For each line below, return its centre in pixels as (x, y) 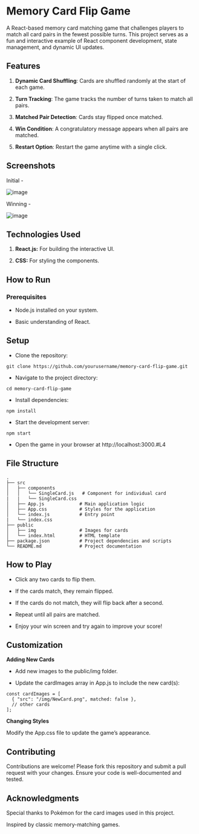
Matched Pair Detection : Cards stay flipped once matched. (89, 117)
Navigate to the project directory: (56, 377)
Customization (35, 645)
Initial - (15, 180)
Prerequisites (26, 297)
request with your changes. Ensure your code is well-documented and (94, 773)
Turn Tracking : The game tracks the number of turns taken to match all (104, 99)
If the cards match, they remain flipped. (64, 591)
